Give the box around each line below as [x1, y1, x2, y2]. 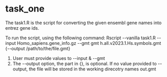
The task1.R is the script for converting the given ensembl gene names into [5, 20, 162, 26]
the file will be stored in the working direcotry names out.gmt [28, 66, 156, 72]
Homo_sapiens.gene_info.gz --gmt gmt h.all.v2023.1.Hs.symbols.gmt [17, 40, 161, 46]
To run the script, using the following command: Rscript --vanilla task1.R [5, 35, 156, 41]
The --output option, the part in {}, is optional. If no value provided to [12, 60, 157, 66]
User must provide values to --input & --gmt [12, 55, 105, 61]
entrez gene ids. [5, 25, 40, 31]
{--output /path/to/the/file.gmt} [5, 45, 71, 51]
